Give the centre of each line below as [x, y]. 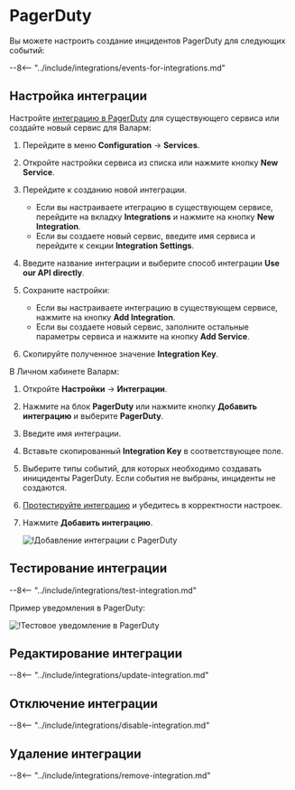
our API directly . [54, 273]
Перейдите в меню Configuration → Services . [111, 144]
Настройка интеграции [78, 96]
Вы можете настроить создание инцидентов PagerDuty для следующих [147, 41]
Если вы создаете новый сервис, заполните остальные [143, 327]
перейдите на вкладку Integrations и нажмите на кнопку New [155, 217]
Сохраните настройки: [66, 290]
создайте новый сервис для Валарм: [80, 127]
